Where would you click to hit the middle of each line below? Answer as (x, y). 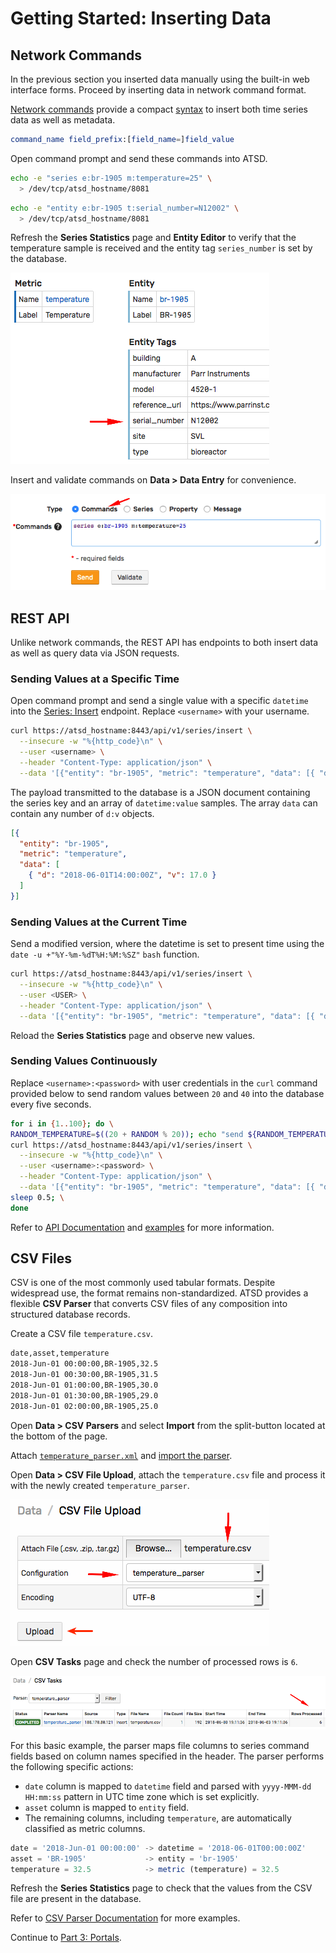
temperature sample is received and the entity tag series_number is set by (161, 248)
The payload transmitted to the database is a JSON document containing (160, 792)
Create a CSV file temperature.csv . (82, 1334)
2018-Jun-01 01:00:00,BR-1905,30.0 (84, 1385)
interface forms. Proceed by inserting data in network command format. (158, 90)
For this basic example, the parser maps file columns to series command (160, 1745)
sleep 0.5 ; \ (37, 1197)
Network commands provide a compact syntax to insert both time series (159, 109)
